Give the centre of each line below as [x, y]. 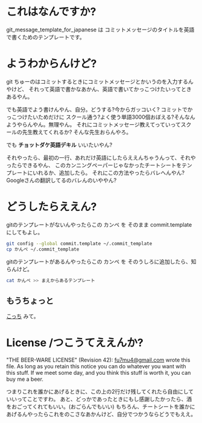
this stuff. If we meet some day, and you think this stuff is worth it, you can [99, 373]
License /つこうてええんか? [75, 343]
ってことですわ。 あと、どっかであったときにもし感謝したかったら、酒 [104, 399]
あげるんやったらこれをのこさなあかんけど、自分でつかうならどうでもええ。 [101, 414]
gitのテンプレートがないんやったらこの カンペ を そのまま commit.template [99, 224]
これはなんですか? [51, 12]
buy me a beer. [25, 379]
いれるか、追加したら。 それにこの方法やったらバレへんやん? [109, 172]
